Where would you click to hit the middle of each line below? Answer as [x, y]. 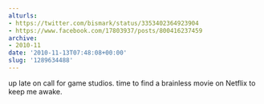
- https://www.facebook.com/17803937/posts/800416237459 [106, 30]
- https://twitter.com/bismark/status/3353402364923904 [104, 23]
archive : [23, 38]
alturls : [23, 16]
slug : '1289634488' [41, 61]
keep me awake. [35, 91]
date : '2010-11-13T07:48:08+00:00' [68, 53]
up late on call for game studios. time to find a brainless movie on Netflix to [132, 83]
